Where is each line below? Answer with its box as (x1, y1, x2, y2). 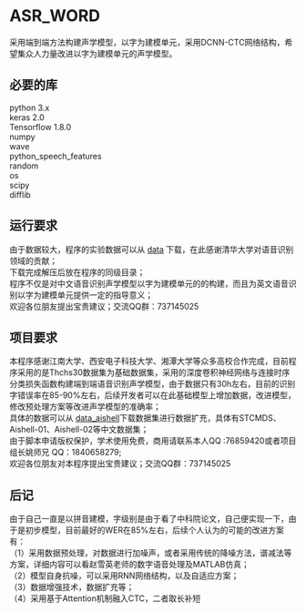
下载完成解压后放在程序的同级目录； (9, 266, 146, 278)
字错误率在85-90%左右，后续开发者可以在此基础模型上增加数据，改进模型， (9, 390, 296, 401)
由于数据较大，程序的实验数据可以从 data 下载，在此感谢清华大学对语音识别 (9, 243, 294, 255)
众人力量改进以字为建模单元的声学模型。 (25, 47, 178, 59)
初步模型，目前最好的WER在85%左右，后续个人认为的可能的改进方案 (25, 525, 284, 535)
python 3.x (9, 102, 50, 113)
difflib (9, 189, 32, 200)
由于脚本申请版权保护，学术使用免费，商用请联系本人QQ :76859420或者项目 (9, 435, 297, 446)
